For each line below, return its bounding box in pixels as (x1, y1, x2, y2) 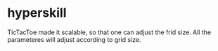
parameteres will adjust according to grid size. (7, 35, 142, 43)
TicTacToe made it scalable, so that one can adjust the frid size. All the (7, 28, 212, 36)
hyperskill (7, 5, 67, 21)
